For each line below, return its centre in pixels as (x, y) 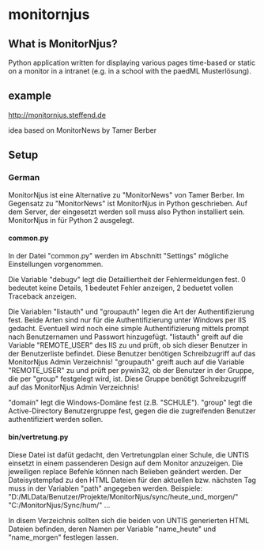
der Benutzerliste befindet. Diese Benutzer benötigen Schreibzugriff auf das (132, 353)
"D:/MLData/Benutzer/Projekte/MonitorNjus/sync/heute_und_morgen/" (123, 496)
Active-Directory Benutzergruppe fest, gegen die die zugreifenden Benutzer (132, 411)
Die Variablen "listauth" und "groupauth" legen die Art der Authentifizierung (131, 311)
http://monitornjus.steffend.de (57, 115)
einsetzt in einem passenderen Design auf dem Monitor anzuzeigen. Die (126, 463)
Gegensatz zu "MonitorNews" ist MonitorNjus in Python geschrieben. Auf (128, 203)
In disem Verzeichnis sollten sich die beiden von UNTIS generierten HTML (129, 520)
